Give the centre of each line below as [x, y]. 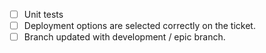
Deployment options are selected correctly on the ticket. [139, 26]
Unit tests [43, 14]
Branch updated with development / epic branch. [124, 37]
